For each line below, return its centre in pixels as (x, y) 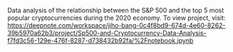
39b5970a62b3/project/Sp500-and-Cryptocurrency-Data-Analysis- (107, 33)
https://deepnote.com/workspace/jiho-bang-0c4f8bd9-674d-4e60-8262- (116, 25)
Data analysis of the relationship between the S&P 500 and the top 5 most (116, 10)
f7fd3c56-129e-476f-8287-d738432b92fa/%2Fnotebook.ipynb (100, 41)
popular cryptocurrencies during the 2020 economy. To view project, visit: (116, 18)
